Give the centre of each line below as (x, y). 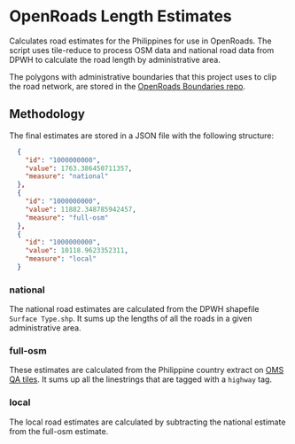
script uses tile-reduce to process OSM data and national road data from (142, 50)
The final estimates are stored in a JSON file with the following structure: (142, 136)
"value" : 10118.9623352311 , (77, 251)
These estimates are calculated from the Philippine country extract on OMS (147, 370)
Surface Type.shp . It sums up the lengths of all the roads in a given (131, 319)
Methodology (47, 114)
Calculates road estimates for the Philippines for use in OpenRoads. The (140, 41)
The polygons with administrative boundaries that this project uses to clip (143, 76)
